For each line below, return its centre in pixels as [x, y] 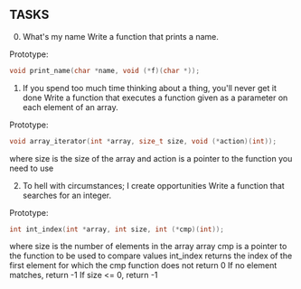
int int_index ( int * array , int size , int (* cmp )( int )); [117, 229]
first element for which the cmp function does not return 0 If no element [143, 266]
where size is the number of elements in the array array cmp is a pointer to [148, 247]
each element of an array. [71, 107]
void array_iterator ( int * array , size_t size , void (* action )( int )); [143, 141]
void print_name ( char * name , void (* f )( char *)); [105, 70]
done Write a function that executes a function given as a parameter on [155, 98]
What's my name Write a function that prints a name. [120, 36]
